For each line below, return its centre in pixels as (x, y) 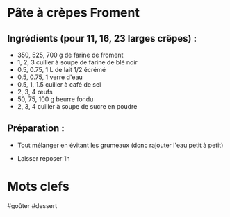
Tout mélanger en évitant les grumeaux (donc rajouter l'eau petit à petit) (120, 145)
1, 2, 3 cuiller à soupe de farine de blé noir (77, 62)
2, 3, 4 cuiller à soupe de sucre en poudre (77, 106)
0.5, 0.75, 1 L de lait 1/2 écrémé (61, 70)
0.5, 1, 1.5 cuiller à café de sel (59, 84)
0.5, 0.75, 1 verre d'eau (50, 77)
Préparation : (36, 129)
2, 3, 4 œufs (35, 92)
